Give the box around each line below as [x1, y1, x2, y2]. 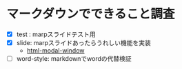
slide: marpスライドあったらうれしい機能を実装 [16, 39, 151, 46]
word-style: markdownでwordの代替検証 [16, 55, 132, 63]
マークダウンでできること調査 [6, 6, 175, 22]
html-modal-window [26, 46, 85, 55]
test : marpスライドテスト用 [16, 30, 96, 38]
